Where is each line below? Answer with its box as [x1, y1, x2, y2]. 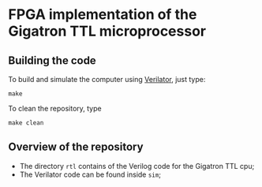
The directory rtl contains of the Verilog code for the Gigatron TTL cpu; [19, 161, 255, 170]
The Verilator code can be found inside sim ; [19, 170, 162, 179]
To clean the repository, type [8, 104, 102, 113]
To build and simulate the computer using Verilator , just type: [8, 75, 206, 84]
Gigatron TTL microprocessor [8, 22, 207, 40]
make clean [8, 119, 44, 127]
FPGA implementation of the [8, 6, 197, 24]
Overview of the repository [8, 140, 144, 154]
